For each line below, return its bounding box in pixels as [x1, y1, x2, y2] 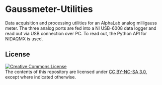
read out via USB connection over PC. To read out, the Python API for [5, 30, 147, 36]
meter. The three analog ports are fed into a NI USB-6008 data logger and [5, 25, 157, 31]
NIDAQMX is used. [5, 36, 43, 42]
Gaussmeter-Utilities [5, 3, 93, 15]
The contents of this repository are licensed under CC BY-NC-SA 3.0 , [5, 69, 148, 75]
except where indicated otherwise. [5, 74, 76, 80]
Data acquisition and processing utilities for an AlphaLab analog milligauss [5, 20, 158, 26]
